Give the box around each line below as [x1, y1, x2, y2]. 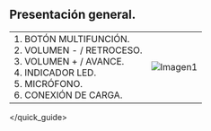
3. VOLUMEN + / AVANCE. [13, 55, 125, 67]
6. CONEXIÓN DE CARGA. [13, 89, 123, 101]
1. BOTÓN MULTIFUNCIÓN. [13, 32, 130, 45]
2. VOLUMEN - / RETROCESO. [13, 44, 143, 57]
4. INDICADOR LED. [13, 66, 97, 79]
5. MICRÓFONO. [13, 77, 84, 90]
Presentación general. [9, 7, 136, 22]
